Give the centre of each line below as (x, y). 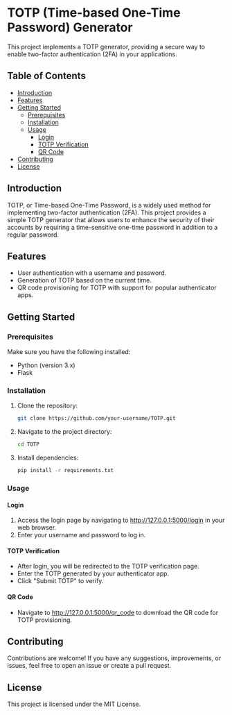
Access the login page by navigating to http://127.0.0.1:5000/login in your (121, 520)
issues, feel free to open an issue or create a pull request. (89, 666)
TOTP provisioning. (45, 620)
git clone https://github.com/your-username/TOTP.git (96, 419)
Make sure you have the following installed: (69, 352)
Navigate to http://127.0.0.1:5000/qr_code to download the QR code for (118, 612)
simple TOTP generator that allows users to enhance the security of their (111, 219)
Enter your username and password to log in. (81, 535)
